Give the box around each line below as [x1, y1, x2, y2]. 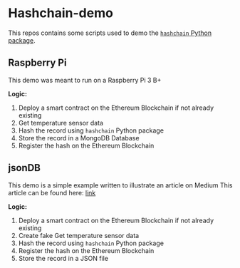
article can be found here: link [8, 188, 96, 197]
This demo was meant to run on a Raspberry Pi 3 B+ [8, 76, 162, 84]
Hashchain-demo [8, 5, 113, 21]
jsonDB [8, 162, 41, 174]
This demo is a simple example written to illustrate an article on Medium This [8, 180, 234, 190]
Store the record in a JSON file [18, 254, 109, 262]
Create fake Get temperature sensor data [18, 231, 140, 239]
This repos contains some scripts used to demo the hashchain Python [8, 29, 212, 37]
